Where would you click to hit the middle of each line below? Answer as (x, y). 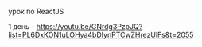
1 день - (21, 26)
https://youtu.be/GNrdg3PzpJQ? (89, 26)
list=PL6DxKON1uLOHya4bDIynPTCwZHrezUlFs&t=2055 (101, 35)
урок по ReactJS (36, 11)
